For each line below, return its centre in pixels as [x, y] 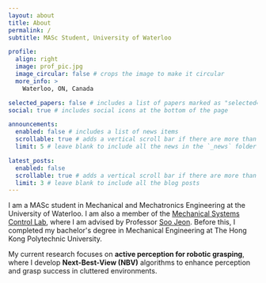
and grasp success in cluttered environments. [83, 271]
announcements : [33, 125]
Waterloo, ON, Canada [58, 89]
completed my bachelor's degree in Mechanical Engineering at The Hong [127, 231]
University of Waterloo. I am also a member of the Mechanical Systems [124, 213]
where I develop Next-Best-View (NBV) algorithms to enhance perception [129, 262]
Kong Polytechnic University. [55, 239]
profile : [23, 52]
